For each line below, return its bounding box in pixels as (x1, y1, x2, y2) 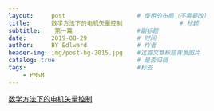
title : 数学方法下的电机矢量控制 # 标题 (8, 19, 200, 27)
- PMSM (22, 71, 45, 79)
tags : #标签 (8, 64, 153, 72)
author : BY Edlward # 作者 (8, 42, 157, 50)
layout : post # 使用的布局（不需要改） (8, 11, 210, 20)
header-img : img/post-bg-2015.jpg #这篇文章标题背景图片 (8, 49, 200, 57)
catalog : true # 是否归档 (8, 57, 168, 65)
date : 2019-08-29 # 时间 (8, 34, 157, 42)
